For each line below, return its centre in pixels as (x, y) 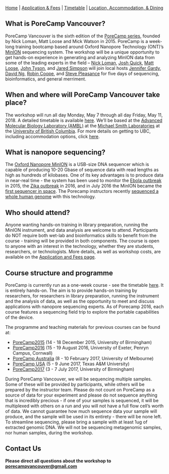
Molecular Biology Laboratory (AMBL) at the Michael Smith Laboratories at (82, 125)
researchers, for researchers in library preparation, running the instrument (82, 296)
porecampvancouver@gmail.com (41, 466)
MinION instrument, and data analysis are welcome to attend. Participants (82, 230)
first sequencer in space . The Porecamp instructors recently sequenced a (82, 191)
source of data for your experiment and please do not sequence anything (81, 395)
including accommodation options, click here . (52, 136)
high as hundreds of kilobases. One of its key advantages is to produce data (84, 175)
